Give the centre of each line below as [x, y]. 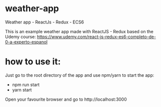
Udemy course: [20, 37]
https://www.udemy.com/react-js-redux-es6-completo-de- [96, 37]
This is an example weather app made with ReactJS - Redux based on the [79, 31]
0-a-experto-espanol [26, 42]
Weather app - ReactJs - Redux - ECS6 [45, 22]
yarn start [22, 90]
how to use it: [33, 62]
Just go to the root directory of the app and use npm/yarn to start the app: [80, 75]
